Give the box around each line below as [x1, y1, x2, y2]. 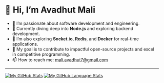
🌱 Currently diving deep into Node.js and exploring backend [12, 25, 133, 31]
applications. [12, 41, 38, 47]
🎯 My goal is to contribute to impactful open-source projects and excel [12, 46, 155, 52]
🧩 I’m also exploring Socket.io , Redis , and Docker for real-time [12, 36, 139, 42]
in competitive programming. [12, 51, 70, 57]
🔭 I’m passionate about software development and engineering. [12, 20, 140, 26]
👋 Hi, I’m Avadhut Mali [5, 4, 96, 16]
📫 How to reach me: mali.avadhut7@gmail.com [12, 57, 108, 63]
